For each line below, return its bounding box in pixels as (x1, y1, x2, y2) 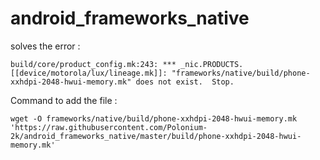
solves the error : (10, 40, 81, 52)
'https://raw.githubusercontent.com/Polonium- (10, 122, 208, 132)
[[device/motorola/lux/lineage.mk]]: (10, 68, 168, 78)
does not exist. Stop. (135, 77, 235, 87)
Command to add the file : (10, 94, 118, 106)
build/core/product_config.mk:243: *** (10, 59, 177, 69)
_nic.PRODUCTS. (180, 59, 244, 69)
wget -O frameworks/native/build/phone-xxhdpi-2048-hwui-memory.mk (10, 113, 298, 124)
